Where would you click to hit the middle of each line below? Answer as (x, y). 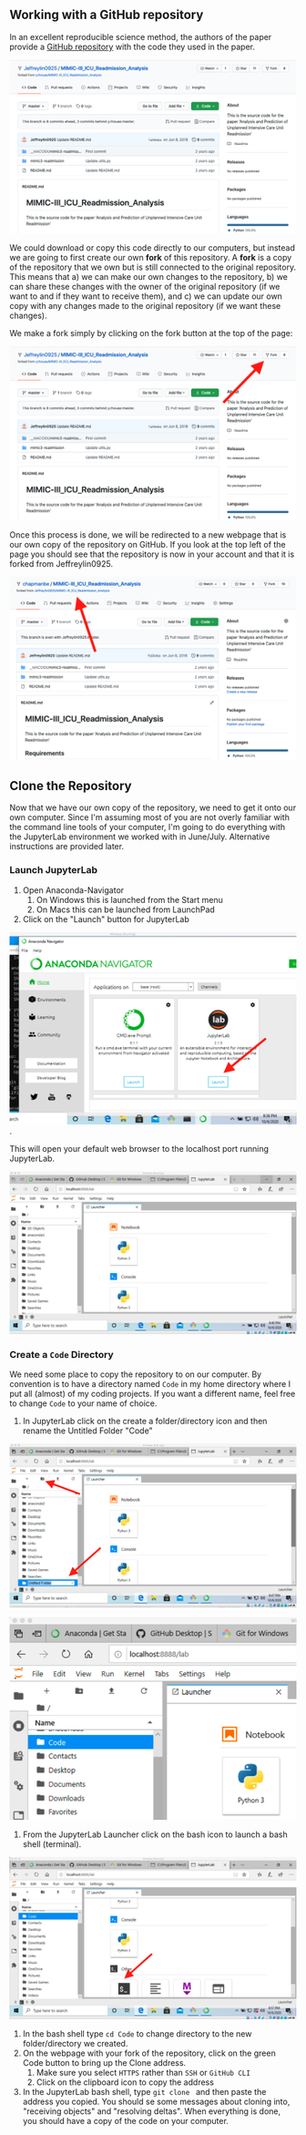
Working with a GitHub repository (107, 15)
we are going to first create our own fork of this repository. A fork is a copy (151, 258)
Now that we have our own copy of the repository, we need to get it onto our (153, 808)
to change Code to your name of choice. (83, 1403)
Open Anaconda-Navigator (73, 890)
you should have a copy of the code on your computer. (126, 2121)
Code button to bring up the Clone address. (104, 2063)
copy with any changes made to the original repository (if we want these (145, 306)
